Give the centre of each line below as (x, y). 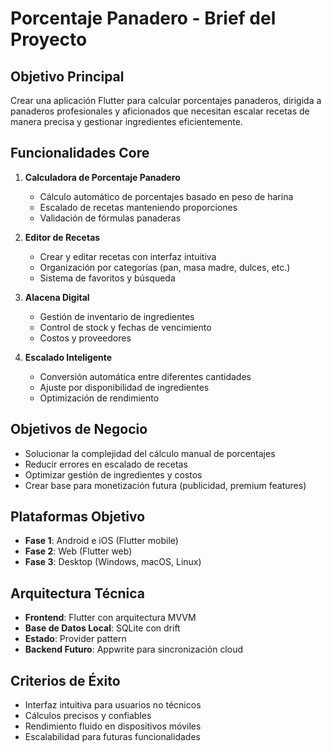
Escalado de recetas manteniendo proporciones (138, 207)
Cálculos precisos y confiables (88, 716)
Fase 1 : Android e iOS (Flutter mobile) (101, 541)
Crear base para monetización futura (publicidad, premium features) (165, 485)
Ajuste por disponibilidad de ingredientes (124, 387)
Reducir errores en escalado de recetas (106, 464)
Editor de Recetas (62, 237)
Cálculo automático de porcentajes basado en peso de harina (166, 196)
